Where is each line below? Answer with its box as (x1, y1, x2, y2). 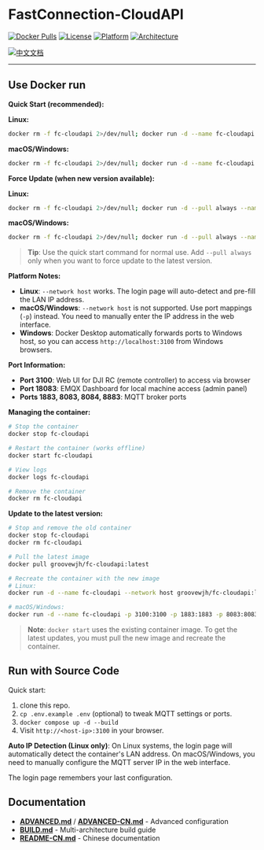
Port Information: (8, 360, 66, 370)
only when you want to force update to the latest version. (27, 256, 213, 265)
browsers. (19, 345, 53, 355)
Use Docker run (8, 79, 86, 92)
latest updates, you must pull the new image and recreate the (27, 634, 226, 642)
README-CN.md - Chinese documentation (19, 833, 160, 843)
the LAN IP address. (19, 295, 85, 305)
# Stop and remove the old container (8, 524, 132, 532)
